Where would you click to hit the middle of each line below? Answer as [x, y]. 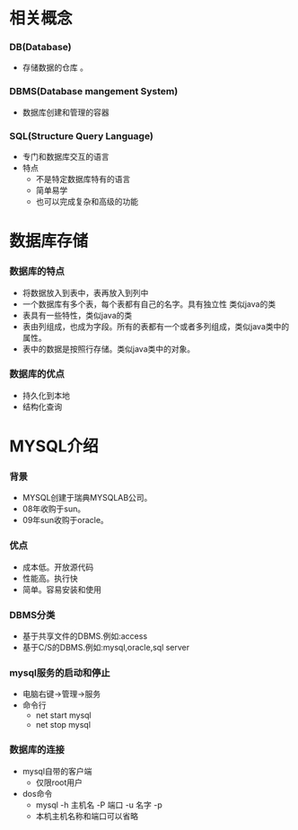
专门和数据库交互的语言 [66, 157]
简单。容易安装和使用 [61, 590]
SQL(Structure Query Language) [82, 135]
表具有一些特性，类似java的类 [77, 315]
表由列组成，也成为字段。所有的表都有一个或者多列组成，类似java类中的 [156, 326]
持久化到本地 [46, 395]
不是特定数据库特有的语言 [83, 179]
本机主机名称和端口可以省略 [87, 816]
